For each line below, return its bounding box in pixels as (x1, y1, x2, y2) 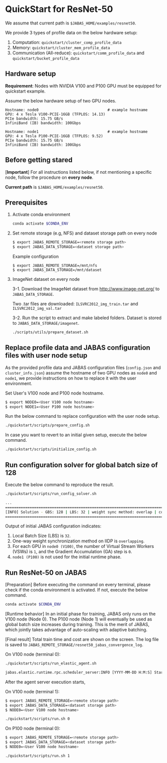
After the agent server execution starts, (5, 679, 85, 685)
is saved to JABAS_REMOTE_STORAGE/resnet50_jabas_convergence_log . (5, 641, 143, 648)
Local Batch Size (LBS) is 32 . (12, 533, 71, 539)
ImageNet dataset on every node (12, 276, 80, 282)
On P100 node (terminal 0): (5, 726, 61, 732)
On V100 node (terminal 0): (5, 651, 61, 657)
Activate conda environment (12, 212, 71, 218)
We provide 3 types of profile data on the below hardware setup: (5, 29, 138, 35)
